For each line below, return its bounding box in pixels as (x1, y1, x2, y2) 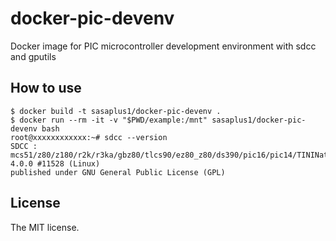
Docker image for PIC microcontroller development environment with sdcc (10, 40, 317, 52)
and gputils (10, 50, 57, 62)
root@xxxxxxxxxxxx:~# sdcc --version (10, 132, 168, 142)
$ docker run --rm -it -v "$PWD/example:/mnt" (10, 115, 208, 125)
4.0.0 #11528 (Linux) (10, 158, 101, 169)
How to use (10, 80, 82, 97)
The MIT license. (10, 221, 80, 233)
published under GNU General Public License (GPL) (10, 167, 226, 177)
